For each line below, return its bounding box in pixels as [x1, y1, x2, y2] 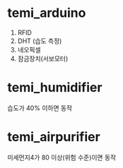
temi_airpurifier [7, 129, 100, 145]
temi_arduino [7, 5, 86, 21]
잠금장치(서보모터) [17, 54, 69, 63]
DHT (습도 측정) [17, 37, 62, 45]
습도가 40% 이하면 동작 [7, 104, 73, 112]
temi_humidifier [7, 80, 102, 96]
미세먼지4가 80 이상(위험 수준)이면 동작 [7, 153, 117, 162]
